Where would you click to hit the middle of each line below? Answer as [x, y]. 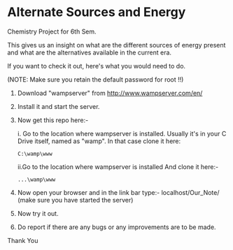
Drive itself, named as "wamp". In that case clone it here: [99, 141]
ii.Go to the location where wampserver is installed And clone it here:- [118, 167]
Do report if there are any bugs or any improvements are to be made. [116, 227]
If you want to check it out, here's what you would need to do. [97, 66]
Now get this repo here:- [53, 120]
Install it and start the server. [58, 106]
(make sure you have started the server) [75, 200]
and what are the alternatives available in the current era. [90, 52]
